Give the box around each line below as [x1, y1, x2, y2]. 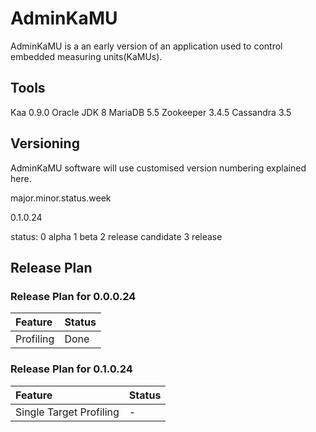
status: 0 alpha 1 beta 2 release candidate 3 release [10, 230, 223, 242]
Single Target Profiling [15, 405, 120, 419]
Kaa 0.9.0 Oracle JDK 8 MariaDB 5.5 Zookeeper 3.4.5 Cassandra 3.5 [10, 106, 292, 118]
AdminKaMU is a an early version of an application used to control [10, 40, 283, 52]
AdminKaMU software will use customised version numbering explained [10, 162, 307, 174]
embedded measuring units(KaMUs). [10, 50, 163, 62]
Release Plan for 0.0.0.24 [10, 289, 137, 303]
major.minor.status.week [10, 192, 112, 204]
